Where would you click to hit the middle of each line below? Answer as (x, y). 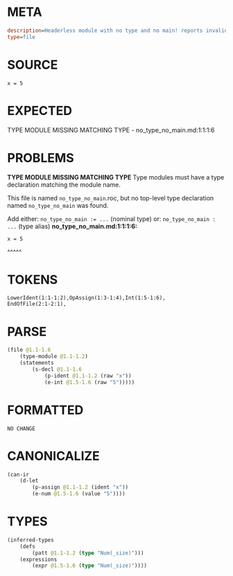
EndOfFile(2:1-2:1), (37, 304)
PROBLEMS (41, 158)
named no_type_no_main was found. (58, 205)
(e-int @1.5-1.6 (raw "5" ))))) (89, 382)
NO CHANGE (21, 428)
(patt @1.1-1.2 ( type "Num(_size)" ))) (88, 553)
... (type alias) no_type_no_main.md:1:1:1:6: (72, 226)
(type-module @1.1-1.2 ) (54, 357)
